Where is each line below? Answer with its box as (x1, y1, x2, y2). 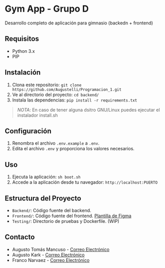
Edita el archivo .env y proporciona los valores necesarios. (12, 146, 135, 152)
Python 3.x (12, 48, 35, 54)
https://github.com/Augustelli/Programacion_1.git (12, 87, 122, 92)
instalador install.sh (17, 112, 58, 118)
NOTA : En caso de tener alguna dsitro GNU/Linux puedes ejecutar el (17, 107, 160, 113)
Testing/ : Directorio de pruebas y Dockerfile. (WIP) (12, 218, 120, 224)
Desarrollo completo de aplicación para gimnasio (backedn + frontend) (5, 20, 153, 26)
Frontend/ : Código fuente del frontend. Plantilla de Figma (12, 213, 131, 219)
